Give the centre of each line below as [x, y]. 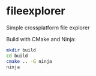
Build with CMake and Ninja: [41, 39]
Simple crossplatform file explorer [48, 28]
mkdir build [21, 50]
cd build [17, 56]
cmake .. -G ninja [29, 61]
